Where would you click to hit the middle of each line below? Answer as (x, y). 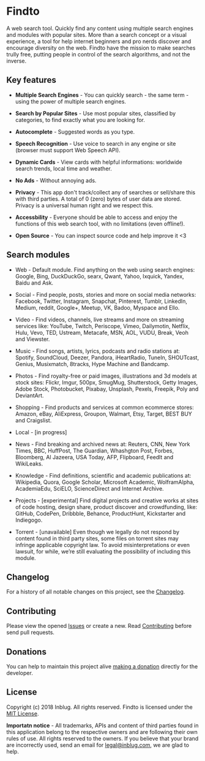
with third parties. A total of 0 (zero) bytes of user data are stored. (98, 199)
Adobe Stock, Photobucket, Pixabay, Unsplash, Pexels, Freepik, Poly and (107, 389)
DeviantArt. (29, 395)
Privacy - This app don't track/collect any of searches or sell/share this (105, 192)
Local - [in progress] (41, 432)
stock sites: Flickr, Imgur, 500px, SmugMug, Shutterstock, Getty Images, (106, 382)
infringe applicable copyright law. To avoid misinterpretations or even (102, 545)
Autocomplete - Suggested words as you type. (75, 132)
